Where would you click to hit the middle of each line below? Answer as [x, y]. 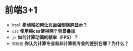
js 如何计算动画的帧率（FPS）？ [45, 37]
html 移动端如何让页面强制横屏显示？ [50, 25]
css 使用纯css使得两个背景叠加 [43, 31]
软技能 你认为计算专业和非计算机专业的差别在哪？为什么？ [70, 43]
